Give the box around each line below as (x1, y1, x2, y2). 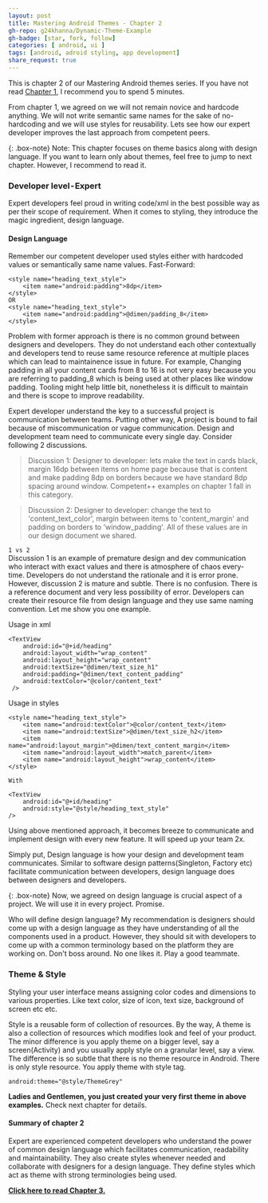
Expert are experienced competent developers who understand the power (8, 1136, 252, 1145)
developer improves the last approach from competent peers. (8, 127, 211, 137)
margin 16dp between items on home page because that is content (27, 465, 247, 474)
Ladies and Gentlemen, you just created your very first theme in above (8, 1091, 246, 1101)
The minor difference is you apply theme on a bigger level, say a (8, 1037, 219, 1046)
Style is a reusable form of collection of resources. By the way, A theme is (8, 1019, 251, 1029)
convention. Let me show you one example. (8, 605, 152, 614)
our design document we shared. (27, 531, 137, 541)
